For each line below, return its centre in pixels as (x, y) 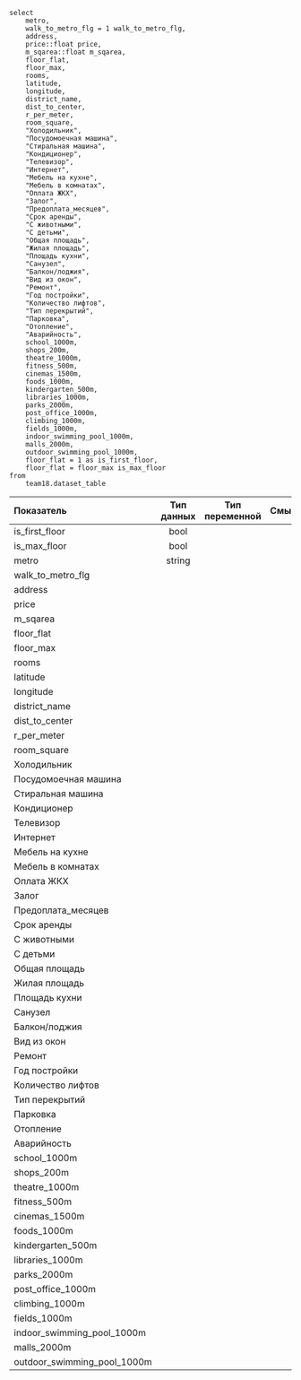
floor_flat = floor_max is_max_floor (96, 468)
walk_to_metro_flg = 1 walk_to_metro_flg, (106, 29)
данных (178, 516)
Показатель (40, 511)
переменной (233, 516)
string (178, 560)
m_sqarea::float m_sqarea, (76, 52)
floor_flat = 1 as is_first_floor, (92, 460)
